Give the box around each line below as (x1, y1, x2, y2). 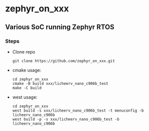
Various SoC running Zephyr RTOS (5, 23, 115, 31)
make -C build (12, 85, 42, 90)
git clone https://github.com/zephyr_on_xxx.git (12, 58, 115, 64)
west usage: (12, 94, 38, 100)
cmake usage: (12, 67, 41, 73)
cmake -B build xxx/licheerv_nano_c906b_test (12, 81, 108, 86)
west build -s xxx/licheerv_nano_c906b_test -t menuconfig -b (12, 108, 144, 113)
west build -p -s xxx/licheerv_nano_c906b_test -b (12, 117, 120, 122)
